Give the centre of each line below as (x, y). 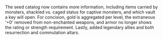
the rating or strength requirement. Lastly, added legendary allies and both (80, 27)
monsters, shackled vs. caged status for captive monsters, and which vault (80, 12)
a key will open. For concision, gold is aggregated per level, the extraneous (80, 17)
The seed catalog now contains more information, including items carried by (81, 7)
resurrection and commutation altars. (42, 32)
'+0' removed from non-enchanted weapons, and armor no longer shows (78, 22)
